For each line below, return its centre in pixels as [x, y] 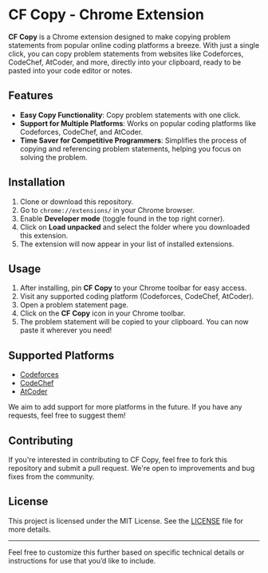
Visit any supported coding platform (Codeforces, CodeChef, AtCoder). [137, 296]
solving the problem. [53, 157]
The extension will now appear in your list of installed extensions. [127, 244]
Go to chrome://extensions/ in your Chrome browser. [107, 210]
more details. [30, 529]
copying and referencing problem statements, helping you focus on [130, 148]
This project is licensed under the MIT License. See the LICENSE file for [126, 520]
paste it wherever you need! [66, 330]
